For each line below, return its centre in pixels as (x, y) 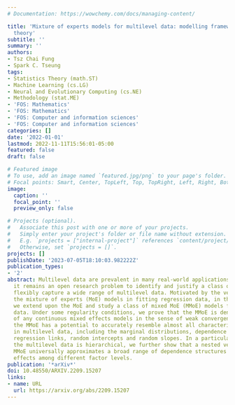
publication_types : (36, 267)
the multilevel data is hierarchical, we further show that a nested (117, 345)
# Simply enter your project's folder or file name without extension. (117, 234)
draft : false (26, 157)
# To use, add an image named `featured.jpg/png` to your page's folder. (117, 176)
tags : (15, 72)
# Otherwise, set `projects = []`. (62, 247)
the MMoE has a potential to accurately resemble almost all (105, 325)
